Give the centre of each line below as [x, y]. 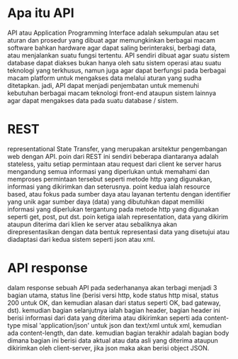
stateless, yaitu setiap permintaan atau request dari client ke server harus [114, 164]
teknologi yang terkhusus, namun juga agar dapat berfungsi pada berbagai [117, 70]
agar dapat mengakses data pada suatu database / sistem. [93, 100]
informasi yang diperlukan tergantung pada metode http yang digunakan [113, 209]
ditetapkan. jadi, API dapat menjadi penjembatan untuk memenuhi [103, 85]
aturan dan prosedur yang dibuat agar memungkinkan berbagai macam [112, 40]
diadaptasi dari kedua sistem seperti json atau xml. [81, 239]
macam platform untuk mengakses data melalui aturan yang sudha [104, 78]
